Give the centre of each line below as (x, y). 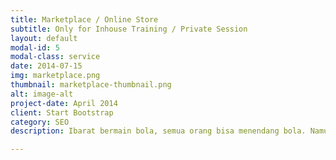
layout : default (44, 38)
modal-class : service (55, 57)
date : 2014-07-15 (46, 66)
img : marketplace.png (55, 76)
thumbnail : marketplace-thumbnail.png (91, 85)
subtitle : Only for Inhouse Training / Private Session (129, 29)
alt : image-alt (42, 94)
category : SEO (40, 122)
